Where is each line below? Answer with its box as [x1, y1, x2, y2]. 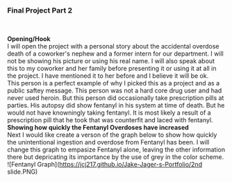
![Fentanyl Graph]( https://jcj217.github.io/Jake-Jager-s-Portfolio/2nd [7, 160, 203, 169]
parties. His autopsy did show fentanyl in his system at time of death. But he [7, 101, 225, 110]
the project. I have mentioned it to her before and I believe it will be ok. [7, 72, 209, 80]
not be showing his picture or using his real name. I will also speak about [7, 57, 215, 65]
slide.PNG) [7, 167, 38, 176]
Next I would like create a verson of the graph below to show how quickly [7, 131, 217, 139]
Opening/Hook [7, 35, 51, 43]
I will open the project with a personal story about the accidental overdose [7, 42, 219, 51]
